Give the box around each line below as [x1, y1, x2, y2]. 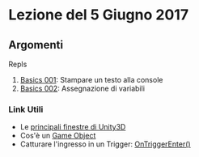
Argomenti [8, 38, 63, 52]
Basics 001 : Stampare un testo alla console [19, 75, 163, 84]
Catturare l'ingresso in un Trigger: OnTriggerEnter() [19, 139, 192, 149]
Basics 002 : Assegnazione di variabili [19, 83, 146, 93]
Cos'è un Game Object [19, 131, 96, 141]
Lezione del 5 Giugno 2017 [8, 6, 188, 24]
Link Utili [8, 104, 44, 115]
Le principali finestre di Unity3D [19, 122, 126, 132]
